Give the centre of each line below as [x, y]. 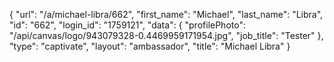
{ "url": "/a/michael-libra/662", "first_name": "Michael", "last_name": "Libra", [166, 14]
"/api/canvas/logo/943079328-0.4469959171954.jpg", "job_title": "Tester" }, [166, 35]
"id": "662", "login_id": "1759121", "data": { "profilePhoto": [127, 25]
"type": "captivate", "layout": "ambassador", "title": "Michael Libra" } [150, 46]
